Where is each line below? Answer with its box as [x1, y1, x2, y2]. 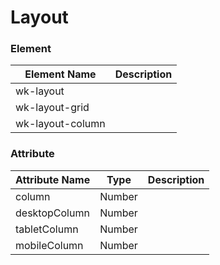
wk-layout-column [15, 117, 106, 131]
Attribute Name [15, 172, 91, 186]
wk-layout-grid [15, 101, 90, 115]
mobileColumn [15, 238, 84, 252]
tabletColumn [15, 222, 79, 236]
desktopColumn [15, 206, 90, 220]
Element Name [24, 67, 97, 81]
